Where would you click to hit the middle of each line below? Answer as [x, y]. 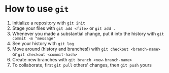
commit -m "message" [34, 39]
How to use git [37, 9]
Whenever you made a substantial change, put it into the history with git [88, 33]
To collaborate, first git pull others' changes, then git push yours [82, 65]
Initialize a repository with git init [49, 23]
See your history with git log [43, 43]
